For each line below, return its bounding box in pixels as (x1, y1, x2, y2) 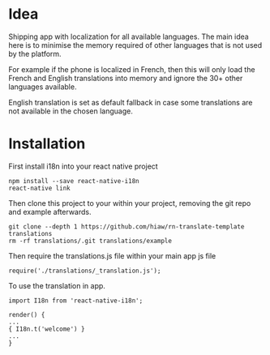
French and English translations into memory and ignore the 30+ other (8, 73, 243, 83)
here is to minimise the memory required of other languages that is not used (8, 40, 263, 49)
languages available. (8, 82, 77, 92)
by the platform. (8, 49, 62, 58)
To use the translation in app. (8, 280, 105, 290)
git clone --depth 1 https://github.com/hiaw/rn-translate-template (8, 222, 245, 231)
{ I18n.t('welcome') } (8, 325, 85, 333)
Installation (8, 135, 86, 153)
